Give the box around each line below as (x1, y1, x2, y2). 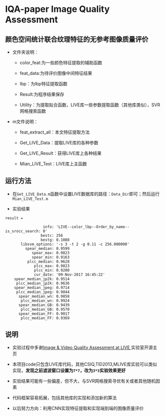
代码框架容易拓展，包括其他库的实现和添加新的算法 (12, 395, 117, 401)
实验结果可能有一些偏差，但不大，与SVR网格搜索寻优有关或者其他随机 (12, 378, 156, 384)
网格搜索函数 (19, 108, 46, 114)
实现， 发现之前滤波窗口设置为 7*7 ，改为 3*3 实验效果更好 (12, 367, 126, 373)
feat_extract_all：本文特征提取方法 (19, 129, 90, 135)
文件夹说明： (12, 49, 39, 55)
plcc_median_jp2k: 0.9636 (16, 280, 70, 286)
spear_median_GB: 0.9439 (18, 302, 70, 307)
